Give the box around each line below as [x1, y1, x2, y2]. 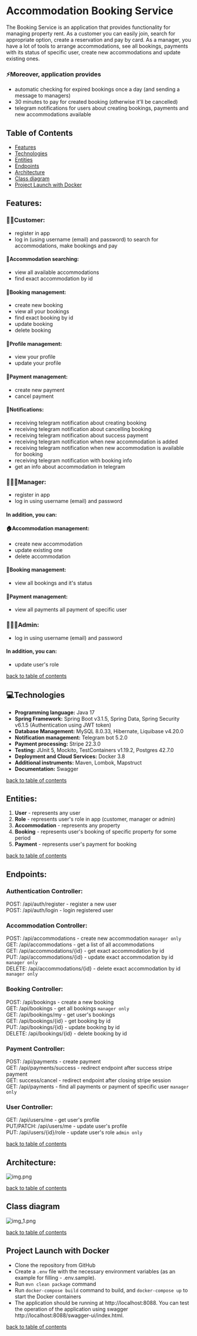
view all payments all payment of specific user [14, 606, 128, 613]
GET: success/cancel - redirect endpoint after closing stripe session [6, 1076, 171, 1084]
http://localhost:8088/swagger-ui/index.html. [14, 1312, 124, 1319]
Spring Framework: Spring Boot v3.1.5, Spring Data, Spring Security [14, 715, 180, 722]
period [14, 834, 31, 842]
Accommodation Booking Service [6, 4, 173, 18]
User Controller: [6, 1103, 53, 1111]
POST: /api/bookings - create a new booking [6, 998, 114, 1005]
